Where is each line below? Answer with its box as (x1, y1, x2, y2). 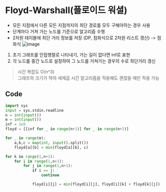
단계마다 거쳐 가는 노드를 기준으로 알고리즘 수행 (12, 28, 105, 34)
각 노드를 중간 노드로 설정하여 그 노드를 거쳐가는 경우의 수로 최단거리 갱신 (12, 58, 156, 64)
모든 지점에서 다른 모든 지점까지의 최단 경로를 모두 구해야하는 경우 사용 (12, 22, 150, 28)
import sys (5, 103, 28, 108)
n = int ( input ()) (5, 113, 42, 118)
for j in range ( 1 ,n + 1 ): (23, 163, 73, 168)
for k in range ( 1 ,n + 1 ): (5, 154, 55, 159)
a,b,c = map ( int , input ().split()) (14, 140, 89, 145)
